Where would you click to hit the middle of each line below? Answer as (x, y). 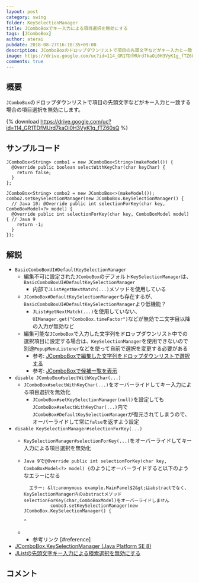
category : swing (26, 17)
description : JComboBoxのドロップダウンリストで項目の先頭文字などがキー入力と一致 (99, 51)
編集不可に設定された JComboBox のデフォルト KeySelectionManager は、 (107, 276)
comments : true (25, 61)
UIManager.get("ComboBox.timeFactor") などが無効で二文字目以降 (111, 319)
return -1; (30, 225)
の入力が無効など (53, 326)
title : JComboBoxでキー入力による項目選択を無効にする (67, 28)
